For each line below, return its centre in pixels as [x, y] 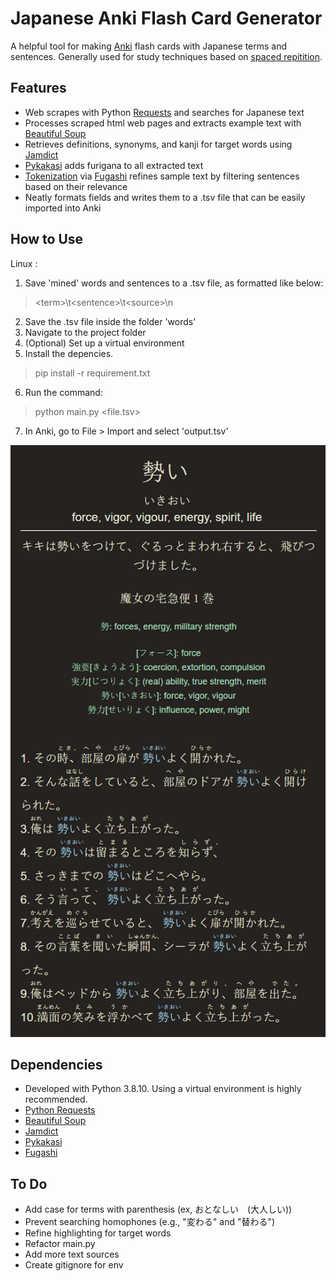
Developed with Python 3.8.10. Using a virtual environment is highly [163, 1089]
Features [38, 88]
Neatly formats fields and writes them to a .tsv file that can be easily [165, 197]
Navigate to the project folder [85, 332]
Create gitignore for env [74, 1265]
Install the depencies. [69, 353]
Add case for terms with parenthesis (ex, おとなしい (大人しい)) [158, 1209]
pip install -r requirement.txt [92, 373]
